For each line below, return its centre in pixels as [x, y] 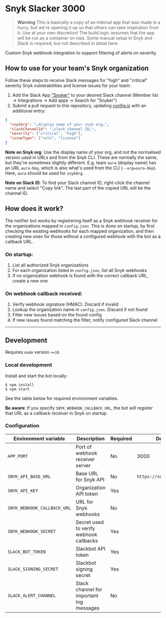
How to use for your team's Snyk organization [77, 68]
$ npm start [17, 389]
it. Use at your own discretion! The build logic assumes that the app [86, 33]
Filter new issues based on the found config [57, 315]
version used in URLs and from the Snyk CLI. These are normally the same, [82, 157]
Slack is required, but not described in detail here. [68, 43]
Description [90, 438]
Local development [29, 365]
